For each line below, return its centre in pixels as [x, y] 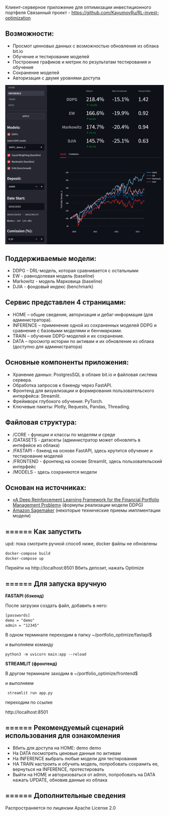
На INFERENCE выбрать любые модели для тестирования [75, 758]
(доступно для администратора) [48, 346]
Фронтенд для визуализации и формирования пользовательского [83, 390]
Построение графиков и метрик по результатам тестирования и [81, 62]
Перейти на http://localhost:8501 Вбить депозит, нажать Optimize [75, 568]
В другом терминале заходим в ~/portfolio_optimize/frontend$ [72, 673]
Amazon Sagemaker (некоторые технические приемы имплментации [87, 510]
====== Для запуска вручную [56, 583]
